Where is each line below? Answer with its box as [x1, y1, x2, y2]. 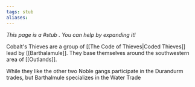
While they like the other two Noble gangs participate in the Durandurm [6, 67, 184, 74]
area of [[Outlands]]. [6, 56, 57, 63]
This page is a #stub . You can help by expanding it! [6, 31, 136, 38]
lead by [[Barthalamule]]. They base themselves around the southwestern [6, 49, 190, 56]
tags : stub [6, 8, 34, 15]
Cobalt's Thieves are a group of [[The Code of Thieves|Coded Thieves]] [6, 43, 186, 50]
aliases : [6, 14, 28, 21]
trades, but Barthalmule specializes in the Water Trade [6, 74, 141, 81]
